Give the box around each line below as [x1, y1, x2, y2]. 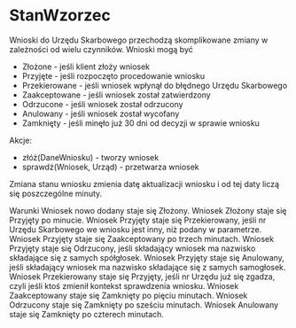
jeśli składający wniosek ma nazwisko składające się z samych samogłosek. [9, 262, 286, 272]
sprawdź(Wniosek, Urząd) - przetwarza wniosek [21, 161, 199, 172]
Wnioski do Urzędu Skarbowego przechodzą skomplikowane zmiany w [9, 35, 269, 45]
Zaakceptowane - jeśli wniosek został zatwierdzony [21, 90, 211, 100]
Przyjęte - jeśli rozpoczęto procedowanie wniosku [21, 70, 206, 81]
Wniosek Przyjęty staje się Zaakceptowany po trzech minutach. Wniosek [9, 233, 275, 244]
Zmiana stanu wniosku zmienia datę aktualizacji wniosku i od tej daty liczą [9, 178, 280, 189]
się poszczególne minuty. [9, 188, 103, 199]
